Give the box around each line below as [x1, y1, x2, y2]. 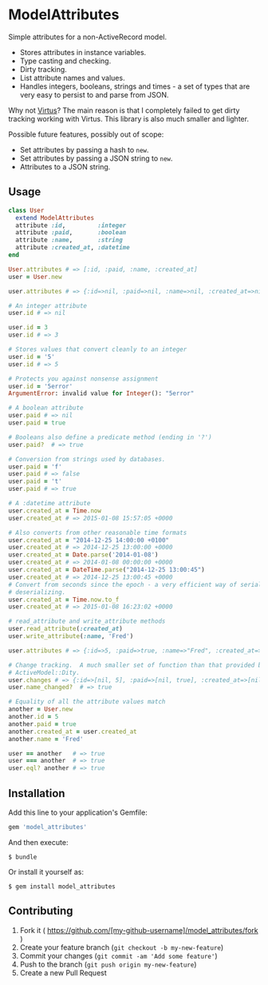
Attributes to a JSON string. [19, 162, 111, 171]
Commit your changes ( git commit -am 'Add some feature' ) [19, 951, 218, 960]
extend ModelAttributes [15, 213, 94, 221]
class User [8, 206, 45, 214]
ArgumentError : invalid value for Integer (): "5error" [8, 389, 195, 397]
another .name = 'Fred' [8, 735, 84, 743]
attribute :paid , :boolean [15, 229, 127, 237]
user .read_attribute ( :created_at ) [8, 625, 124, 633]
